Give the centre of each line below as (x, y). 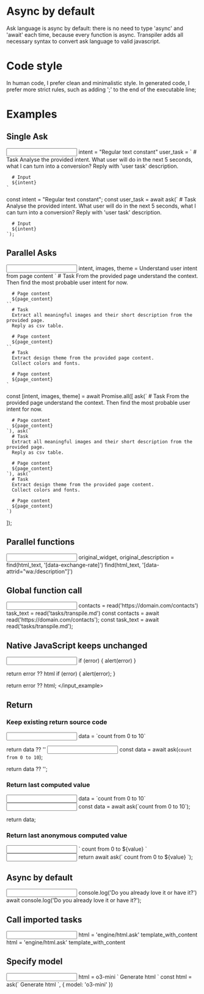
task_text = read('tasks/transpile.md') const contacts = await (83, 613)
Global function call (44, 590)
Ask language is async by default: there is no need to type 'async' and (95, 28)
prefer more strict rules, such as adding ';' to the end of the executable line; (101, 89)
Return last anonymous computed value (67, 835)
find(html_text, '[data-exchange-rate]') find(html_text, (74, 565)
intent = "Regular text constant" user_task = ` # (138, 152)
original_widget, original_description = (126, 557)
